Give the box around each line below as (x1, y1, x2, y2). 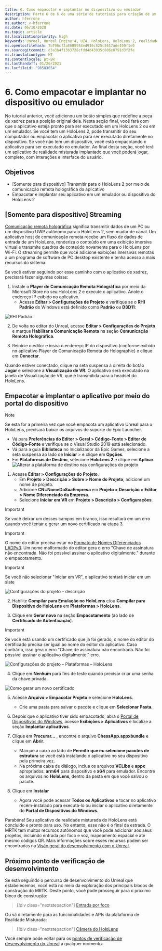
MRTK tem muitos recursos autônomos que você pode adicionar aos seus (5, 827, 152, 833)
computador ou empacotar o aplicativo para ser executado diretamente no (5, 133, 153, 139)
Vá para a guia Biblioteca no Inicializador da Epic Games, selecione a (12, 447, 150, 452)
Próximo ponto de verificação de (5, 857, 105, 865)
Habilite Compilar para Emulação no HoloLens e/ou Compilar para (12, 598, 146, 604)
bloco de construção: (5, 893, 47, 899)
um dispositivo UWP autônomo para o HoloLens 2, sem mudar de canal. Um (5, 228, 156, 234)
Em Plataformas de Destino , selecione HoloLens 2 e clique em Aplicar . (12, 457, 155, 463)
